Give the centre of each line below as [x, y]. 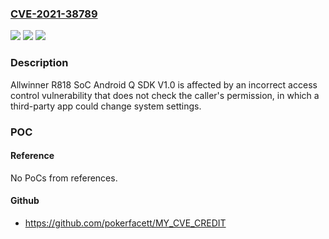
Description [39, 63]
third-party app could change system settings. [106, 106]
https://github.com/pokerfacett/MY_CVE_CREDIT [125, 223]
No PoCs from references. [64, 178]
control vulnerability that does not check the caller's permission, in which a [165, 95]
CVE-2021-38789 [54, 14]
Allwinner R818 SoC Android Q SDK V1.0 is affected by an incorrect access [164, 84]
